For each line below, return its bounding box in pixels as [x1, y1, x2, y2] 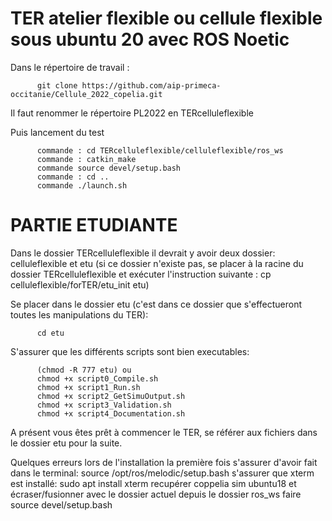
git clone [36, 80, 78, 91]
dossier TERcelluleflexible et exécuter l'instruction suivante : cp [10, 268, 272, 280]
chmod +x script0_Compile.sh [36, 373, 159, 384]
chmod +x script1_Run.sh [36, 382, 141, 392]
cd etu [36, 328, 65, 338]
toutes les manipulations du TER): [10, 308, 149, 321]
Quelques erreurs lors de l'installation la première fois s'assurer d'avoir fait [10, 456, 318, 468]
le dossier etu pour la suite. [10, 437, 123, 449]
